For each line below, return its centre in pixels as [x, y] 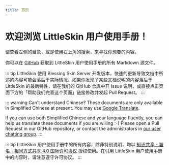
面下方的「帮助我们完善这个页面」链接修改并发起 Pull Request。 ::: [75, 92]
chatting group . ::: [24, 134]
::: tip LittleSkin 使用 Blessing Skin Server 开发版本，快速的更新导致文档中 [82, 73]
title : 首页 [17, 10]
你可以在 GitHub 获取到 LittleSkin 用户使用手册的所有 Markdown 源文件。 [82, 62]
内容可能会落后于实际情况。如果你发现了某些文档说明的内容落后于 [83, 80]
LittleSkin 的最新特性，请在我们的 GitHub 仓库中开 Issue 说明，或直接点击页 [84, 86]
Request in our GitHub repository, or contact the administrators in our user [83, 128]
